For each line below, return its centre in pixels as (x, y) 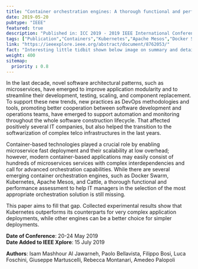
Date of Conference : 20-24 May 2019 (52, 236)
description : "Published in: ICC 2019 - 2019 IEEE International (88, 34)
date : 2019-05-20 (27, 17)
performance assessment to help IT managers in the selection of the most (96, 188)
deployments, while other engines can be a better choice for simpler (89, 218)
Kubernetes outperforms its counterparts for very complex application (91, 212)
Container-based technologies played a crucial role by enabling (83, 144)
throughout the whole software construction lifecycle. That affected (88, 121)
